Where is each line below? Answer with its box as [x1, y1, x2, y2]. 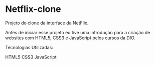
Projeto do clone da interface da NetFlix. [5, 20, 89, 26]
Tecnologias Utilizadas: [5, 44, 54, 50]
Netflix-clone [5, 3, 61, 15]
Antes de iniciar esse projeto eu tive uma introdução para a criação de [5, 29, 150, 35]
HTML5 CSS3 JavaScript [5, 54, 57, 60]
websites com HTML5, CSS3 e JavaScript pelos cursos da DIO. [5, 35, 136, 41]
